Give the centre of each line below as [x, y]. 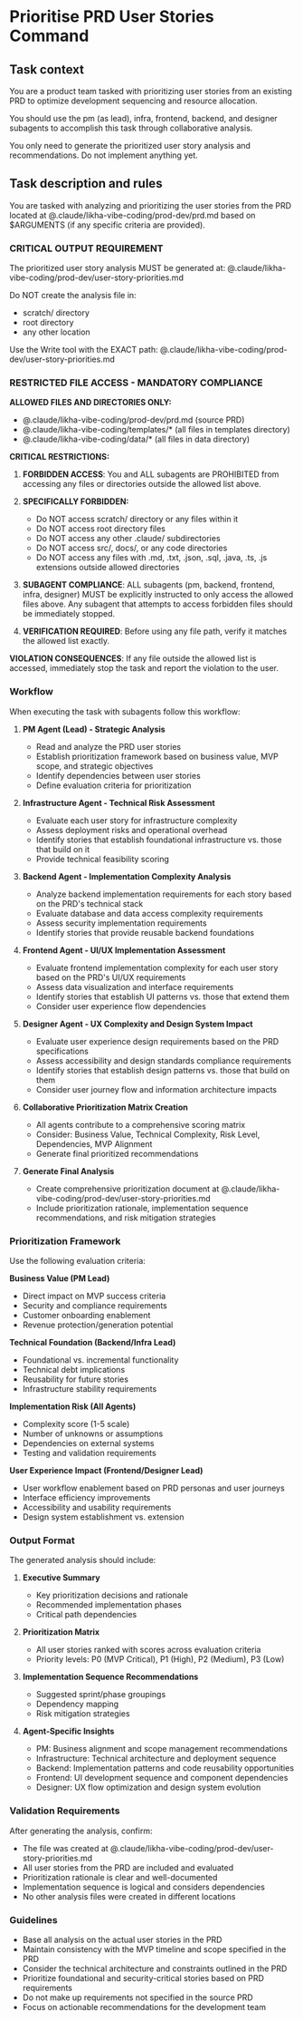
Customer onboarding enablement [86, 1315]
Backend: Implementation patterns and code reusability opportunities [165, 1768]
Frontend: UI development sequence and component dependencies [162, 1778]
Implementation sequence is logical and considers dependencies [143, 1887]
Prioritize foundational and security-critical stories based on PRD [143, 1977]
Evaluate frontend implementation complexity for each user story [157, 967]
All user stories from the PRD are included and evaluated [128, 1867]
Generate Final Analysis [68, 1171]
